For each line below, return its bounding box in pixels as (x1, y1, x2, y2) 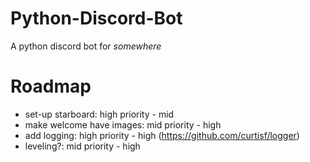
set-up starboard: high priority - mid (24, 108, 175, 120)
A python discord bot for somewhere (10, 40, 162, 52)
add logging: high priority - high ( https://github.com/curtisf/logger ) (24, 129, 300, 141)
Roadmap (10, 75, 92, 98)
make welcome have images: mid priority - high (24, 118, 222, 131)
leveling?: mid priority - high (24, 140, 141, 152)
